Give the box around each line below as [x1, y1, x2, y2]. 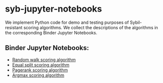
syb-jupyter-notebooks [5, 3, 102, 15]
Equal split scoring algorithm [12, 62, 70, 67]
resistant [5, 24, 23, 30]
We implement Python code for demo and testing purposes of [5, 19, 129, 25]
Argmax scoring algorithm [12, 72, 65, 78]
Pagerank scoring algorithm [12, 67, 68, 73]
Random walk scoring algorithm [12, 57, 76, 63]
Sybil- [129, 19, 142, 25]
